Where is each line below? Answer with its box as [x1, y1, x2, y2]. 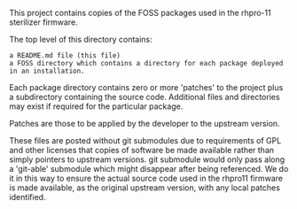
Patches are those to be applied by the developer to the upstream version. [9, 119, 281, 128]
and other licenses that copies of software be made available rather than [9, 145, 275, 155]
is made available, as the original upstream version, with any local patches [9, 182, 281, 193]
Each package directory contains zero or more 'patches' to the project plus [9, 82, 284, 92]
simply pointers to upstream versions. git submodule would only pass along [9, 154, 285, 165]
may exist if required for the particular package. [9, 101, 184, 112]
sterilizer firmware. [9, 17, 78, 27]
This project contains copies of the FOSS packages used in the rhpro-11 [9, 8, 272, 18]
